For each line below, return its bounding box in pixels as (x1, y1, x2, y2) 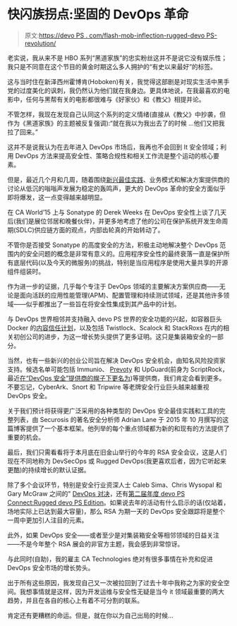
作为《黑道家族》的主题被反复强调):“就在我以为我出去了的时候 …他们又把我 (7, 119, 225, 127)
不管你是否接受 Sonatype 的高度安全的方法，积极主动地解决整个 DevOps (7, 241, 219, 249)
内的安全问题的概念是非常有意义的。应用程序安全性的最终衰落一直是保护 (13, 249, 224, 258)
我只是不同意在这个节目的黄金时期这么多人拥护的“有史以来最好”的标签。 (7, 62, 217, 71)
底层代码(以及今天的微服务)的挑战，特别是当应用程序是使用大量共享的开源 (13, 258, 229, 267)
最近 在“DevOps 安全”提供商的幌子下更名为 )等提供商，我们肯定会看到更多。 (7, 373, 226, 382)
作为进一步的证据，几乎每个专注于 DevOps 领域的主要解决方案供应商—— (7, 282, 220, 290)
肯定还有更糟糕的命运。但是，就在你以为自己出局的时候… (7, 611, 174, 620)
